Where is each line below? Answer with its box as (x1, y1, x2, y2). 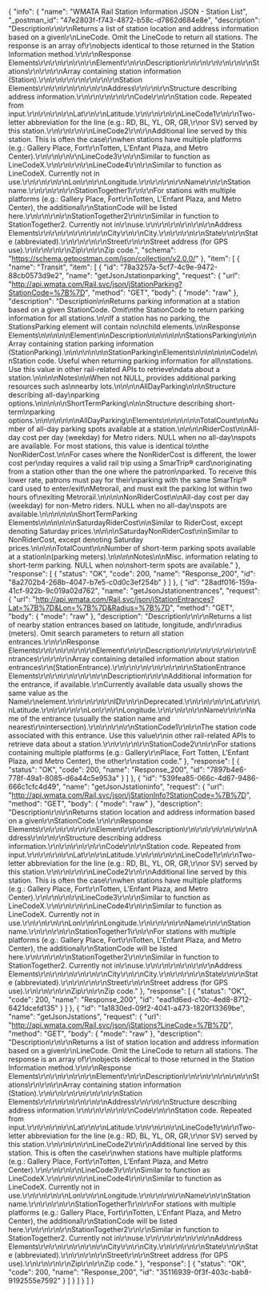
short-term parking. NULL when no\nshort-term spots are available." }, (8, 560, 241, 570)
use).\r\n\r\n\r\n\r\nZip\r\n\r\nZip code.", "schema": (8, 245, 176, 255)
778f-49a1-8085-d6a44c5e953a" (8, 774, 120, 782)
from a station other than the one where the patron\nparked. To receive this (8, 467, 258, 476)
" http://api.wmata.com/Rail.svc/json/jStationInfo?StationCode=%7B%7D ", (8, 790, 252, 800)
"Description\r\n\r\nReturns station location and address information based (8, 807, 256, 817)
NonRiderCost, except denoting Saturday (8, 535, 144, 544)
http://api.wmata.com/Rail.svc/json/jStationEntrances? (35, 595, 214, 604)
